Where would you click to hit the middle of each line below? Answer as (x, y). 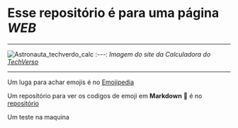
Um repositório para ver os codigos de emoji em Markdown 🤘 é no (105, 95)
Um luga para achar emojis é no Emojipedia (71, 82)
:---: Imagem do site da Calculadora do (153, 54)
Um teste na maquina (38, 117)
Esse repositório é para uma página (113, 13)
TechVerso (23, 62)
